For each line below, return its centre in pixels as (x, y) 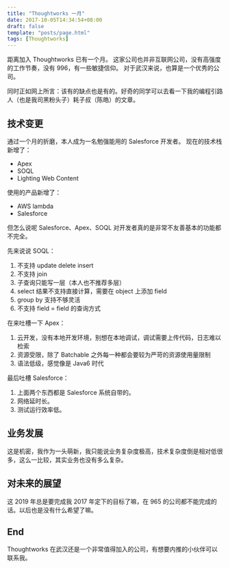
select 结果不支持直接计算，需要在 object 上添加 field (92, 291)
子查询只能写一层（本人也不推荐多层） (71, 282)
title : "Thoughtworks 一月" (46, 13)
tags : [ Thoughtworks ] (38, 39)
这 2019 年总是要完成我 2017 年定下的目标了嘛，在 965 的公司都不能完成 (109, 501)
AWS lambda (35, 206)
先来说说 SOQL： (31, 251)
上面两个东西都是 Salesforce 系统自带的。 (76, 392)
